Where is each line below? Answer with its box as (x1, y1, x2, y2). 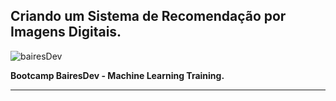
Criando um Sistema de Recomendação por (10, 8, 287, 25)
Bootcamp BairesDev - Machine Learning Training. (10, 69, 225, 81)
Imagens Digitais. (10, 24, 122, 41)
